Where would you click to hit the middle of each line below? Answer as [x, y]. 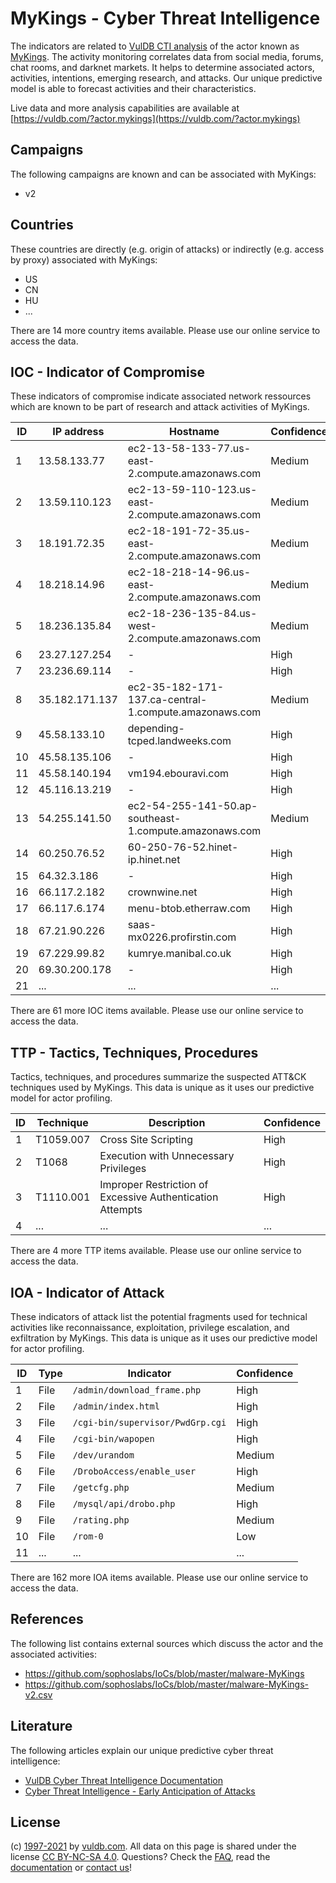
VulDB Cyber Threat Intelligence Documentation [124, 1780]
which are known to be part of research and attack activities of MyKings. [160, 407]
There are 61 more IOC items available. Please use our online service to [157, 1011]
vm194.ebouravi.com [178, 774]
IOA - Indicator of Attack [87, 1292]
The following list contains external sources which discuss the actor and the [167, 1643]
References [47, 1619]
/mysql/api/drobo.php [124, 1503]
